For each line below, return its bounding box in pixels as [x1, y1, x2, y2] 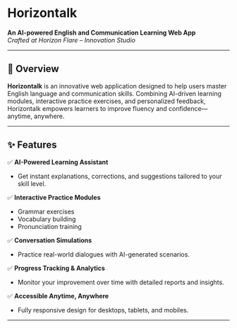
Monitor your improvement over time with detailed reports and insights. [17, 278, 224, 286]
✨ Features [7, 139, 57, 151]
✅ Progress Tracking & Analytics [7, 264, 106, 272]
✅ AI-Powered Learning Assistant [7, 158, 109, 166]
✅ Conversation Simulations [7, 235, 92, 245]
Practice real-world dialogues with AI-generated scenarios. [17, 250, 190, 259]
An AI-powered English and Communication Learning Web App [7, 28, 196, 37]
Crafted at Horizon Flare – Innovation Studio [7, 35, 136, 44]
